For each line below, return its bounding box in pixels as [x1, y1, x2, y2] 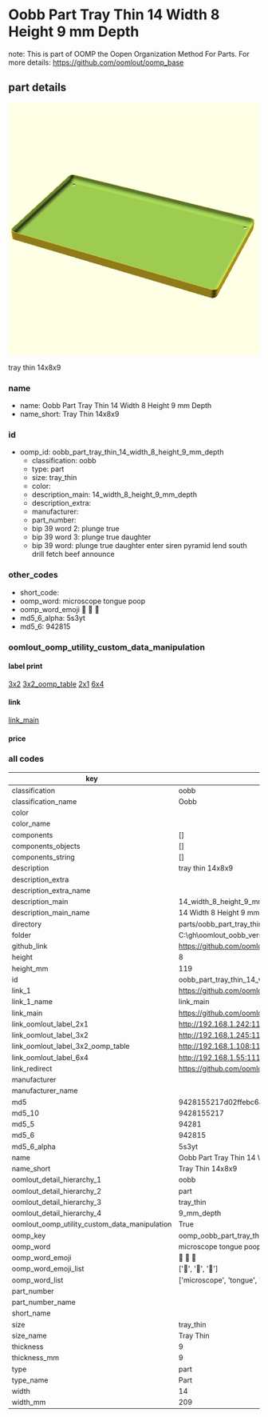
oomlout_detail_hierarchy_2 [11, 1186, 102, 1195]
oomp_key [11, 1231, 46, 1240]
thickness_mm [11, 1353, 60, 1363]
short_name [11, 1308, 51, 1318]
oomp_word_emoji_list [11, 1264, 85, 1274]
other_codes [8, 570, 58, 581]
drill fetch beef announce [31, 550, 115, 559]
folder [11, 930, 32, 939]
